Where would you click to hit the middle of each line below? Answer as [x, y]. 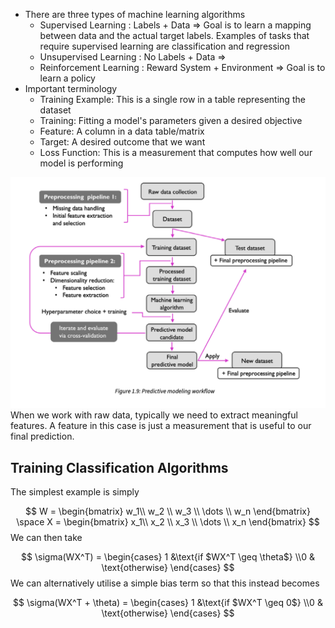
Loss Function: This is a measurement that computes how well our [176, 152]
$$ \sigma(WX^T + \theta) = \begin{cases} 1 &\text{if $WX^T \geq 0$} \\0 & [168, 602]
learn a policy [67, 78]
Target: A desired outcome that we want [122, 142]
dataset [55, 110]
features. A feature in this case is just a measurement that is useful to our [161, 426]
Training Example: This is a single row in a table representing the [172, 99]
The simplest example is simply [75, 491]
